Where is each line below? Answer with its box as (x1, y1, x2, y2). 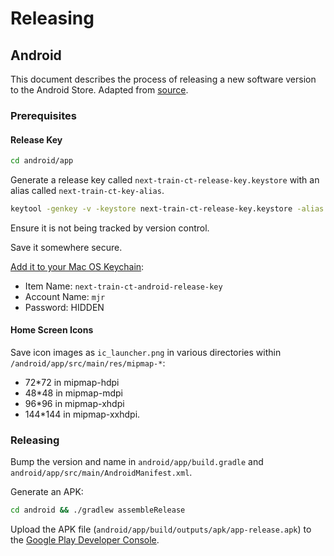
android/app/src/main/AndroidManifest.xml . (10, 467, 193, 479)
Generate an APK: (10, 486, 84, 498)
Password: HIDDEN (24, 301, 105, 313)
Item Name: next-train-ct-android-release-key (24, 280, 223, 292)
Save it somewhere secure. (10, 241, 123, 253)
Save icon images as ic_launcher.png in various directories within (10, 347, 282, 359)
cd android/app (10, 156, 74, 166)
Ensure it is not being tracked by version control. (10, 222, 210, 234)
